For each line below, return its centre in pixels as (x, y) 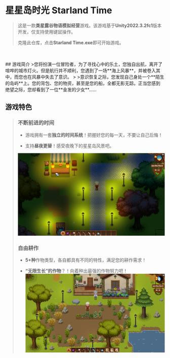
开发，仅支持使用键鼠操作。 (47, 31)
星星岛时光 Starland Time (59, 10)
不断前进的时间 (36, 123)
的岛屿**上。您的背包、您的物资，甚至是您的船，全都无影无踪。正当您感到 (83, 83)
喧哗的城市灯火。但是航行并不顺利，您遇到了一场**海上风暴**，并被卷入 (81, 70)
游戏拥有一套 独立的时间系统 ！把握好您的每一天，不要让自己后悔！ (94, 135)
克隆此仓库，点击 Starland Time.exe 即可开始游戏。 (71, 42)
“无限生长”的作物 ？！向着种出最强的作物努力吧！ (76, 271)
